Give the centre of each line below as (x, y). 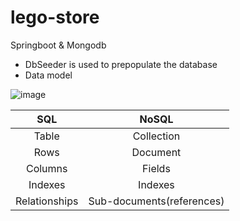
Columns (46, 168)
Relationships (47, 201)
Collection (156, 136)
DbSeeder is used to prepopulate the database (121, 64)
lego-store (55, 17)
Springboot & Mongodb (58, 45)
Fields (156, 168)
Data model (48, 75)
